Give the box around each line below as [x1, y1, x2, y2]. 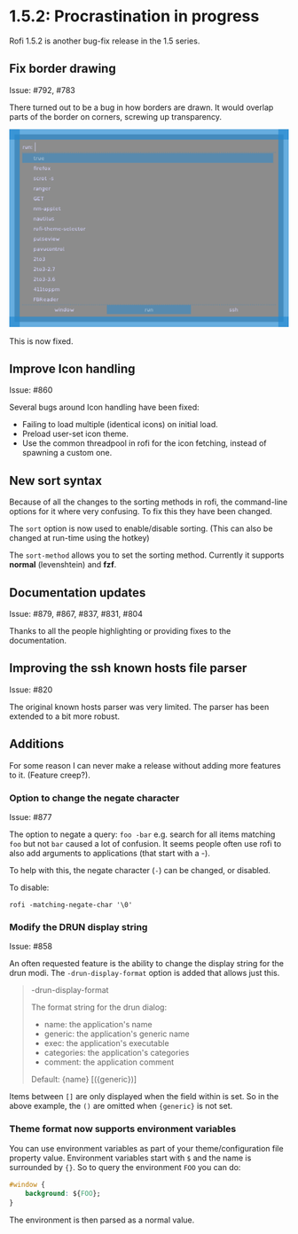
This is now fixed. [9, 335, 74, 347]
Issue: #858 [9, 941, 53, 952]
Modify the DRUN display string [9, 920, 148, 933]
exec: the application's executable [43, 1038, 170, 1049]
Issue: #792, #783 [9, 84, 75, 95]
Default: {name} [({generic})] [30, 1074, 137, 1085]
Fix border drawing [9, 61, 117, 76]
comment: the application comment [43, 1057, 175, 1067]
